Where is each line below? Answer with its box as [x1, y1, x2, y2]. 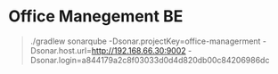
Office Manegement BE [8, 6, 184, 27]
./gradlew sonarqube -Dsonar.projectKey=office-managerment [29, 36, 261, 46]
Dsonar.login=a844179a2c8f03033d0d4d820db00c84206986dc [29, 54, 270, 65]
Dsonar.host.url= [29, 45, 93, 55]
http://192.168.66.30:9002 [91, 45, 186, 55]
